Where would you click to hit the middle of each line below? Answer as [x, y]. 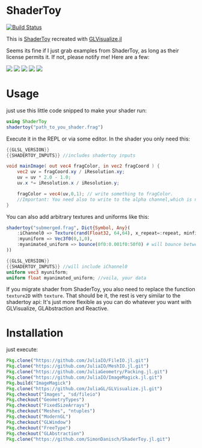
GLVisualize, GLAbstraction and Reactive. [58, 309]
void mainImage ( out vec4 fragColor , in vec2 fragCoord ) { [83, 166]
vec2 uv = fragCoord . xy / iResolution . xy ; [71, 172]
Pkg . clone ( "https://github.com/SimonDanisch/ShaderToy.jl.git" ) [88, 439]
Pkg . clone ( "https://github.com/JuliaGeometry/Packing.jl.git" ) [87, 372]
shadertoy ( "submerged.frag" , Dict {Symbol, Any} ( [68, 228]
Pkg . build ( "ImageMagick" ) [38, 383]
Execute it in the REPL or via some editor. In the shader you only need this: [98, 139]
